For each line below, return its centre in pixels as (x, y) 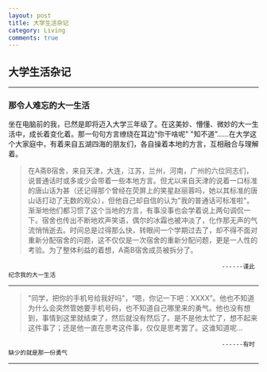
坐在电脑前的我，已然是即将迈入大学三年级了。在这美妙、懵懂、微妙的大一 (130, 125)
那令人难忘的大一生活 (49, 105)
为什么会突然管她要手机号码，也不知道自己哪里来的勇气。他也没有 (135, 308)
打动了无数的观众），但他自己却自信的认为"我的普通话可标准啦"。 (148, 201)
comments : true (33, 38)
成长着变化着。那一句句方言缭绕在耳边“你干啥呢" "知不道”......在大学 (139, 134)
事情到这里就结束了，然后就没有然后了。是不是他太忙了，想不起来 (150, 318)
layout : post (30, 15)
